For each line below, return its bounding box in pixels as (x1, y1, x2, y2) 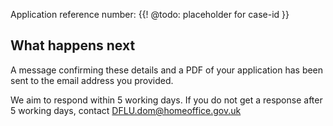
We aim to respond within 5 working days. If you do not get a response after (10, 94, 323, 106)
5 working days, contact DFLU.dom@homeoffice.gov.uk (10, 104, 242, 116)
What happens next (10, 37, 136, 54)
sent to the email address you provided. (10, 74, 174, 86)
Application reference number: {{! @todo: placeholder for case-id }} (10, 9, 290, 20)
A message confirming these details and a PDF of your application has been (10, 64, 324, 76)
